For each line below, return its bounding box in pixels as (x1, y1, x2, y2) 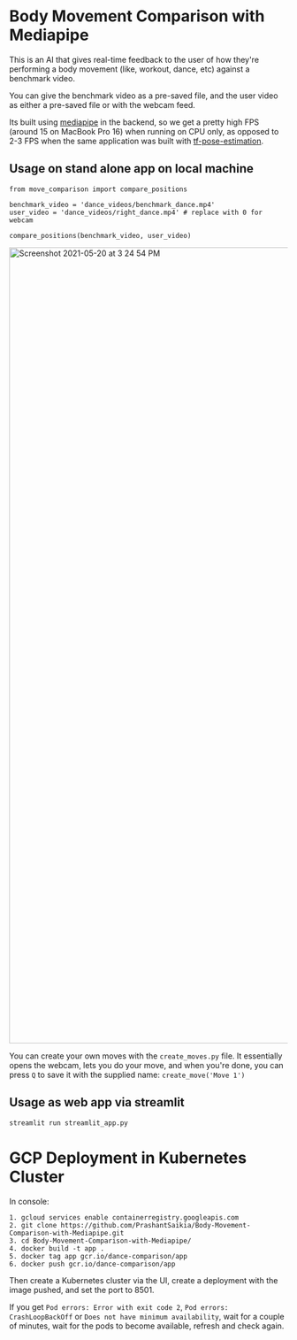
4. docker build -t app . (9, 1244, 104, 1253)
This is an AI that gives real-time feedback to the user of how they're (9, 54, 259, 65)
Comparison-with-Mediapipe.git (9, 1228, 125, 1237)
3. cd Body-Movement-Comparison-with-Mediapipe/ (9, 1236, 192, 1245)
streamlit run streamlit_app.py (9, 1118, 128, 1128)
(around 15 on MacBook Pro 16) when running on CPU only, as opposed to (9, 126, 279, 136)
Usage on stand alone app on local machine (9, 161, 254, 176)
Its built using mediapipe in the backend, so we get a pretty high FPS (9, 117, 260, 127)
